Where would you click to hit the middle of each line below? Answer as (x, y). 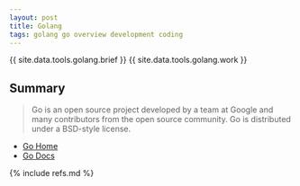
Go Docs (39, 156)
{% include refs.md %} (52, 173)
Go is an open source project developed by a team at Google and (152, 110)
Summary (37, 88)
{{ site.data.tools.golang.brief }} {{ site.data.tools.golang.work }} (128, 60)
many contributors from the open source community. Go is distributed (161, 120)
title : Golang (36, 26)
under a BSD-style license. (81, 129)
